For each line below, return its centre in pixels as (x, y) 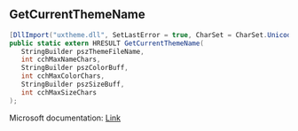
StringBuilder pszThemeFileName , (82, 51)
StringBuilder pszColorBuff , (74, 68)
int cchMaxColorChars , (63, 76)
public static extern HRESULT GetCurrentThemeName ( (106, 43)
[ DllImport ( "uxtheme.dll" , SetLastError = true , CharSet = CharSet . (138, 35)
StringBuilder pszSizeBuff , (73, 85)
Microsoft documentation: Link (65, 118)
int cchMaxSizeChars (59, 92)
